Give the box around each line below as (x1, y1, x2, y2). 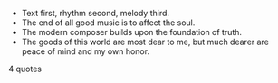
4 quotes (8, 63, 43, 74)
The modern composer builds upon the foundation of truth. (21, 27, 242, 37)
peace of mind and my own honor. (21, 46, 150, 57)
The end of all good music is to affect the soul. (21, 17, 196, 28)
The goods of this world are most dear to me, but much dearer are (21, 36, 269, 47)
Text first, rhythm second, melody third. (21, 8, 169, 18)
